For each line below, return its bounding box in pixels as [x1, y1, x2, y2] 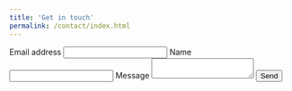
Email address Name [9, 46, 191, 57]
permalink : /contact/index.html [9, 21, 130, 30]
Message [115, 70, 150, 80]
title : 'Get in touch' [9, 12, 94, 22]
